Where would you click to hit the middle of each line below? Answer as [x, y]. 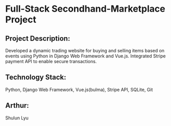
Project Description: [38, 38]
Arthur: [17, 105]
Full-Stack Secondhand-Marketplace [85, 9]
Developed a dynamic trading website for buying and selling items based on [85, 51]
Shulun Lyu [17, 118]
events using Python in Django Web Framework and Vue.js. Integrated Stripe [85, 56]
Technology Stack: [36, 77]
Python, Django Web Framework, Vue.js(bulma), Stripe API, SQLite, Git [79, 89]
